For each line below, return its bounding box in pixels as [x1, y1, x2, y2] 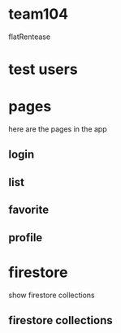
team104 [8, 5, 69, 24]
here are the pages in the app [8, 124, 107, 134]
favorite [8, 203, 50, 217]
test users [8, 60, 79, 79]
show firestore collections [8, 290, 95, 300]
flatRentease [8, 32, 51, 41]
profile [8, 231, 43, 244]
